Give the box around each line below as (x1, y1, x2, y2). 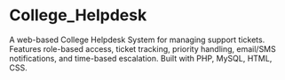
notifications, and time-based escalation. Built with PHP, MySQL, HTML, (9, 53, 273, 63)
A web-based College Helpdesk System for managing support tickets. (9, 34, 265, 45)
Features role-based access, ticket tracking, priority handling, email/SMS (9, 43, 277, 54)
